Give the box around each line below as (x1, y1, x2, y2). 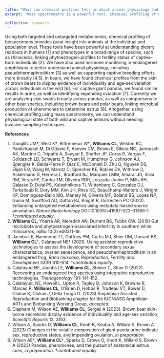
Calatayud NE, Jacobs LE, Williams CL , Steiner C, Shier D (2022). (12, 265, 144, 271)
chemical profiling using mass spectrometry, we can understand (5, 112, 134, 117)
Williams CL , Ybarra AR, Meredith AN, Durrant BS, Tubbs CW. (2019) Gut (12, 218, 159, 224)
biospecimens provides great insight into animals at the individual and (5, 39, 145, 45)
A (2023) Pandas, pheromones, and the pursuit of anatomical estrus (12, 342, 149, 348)
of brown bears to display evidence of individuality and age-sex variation (5, 80, 152, 86)
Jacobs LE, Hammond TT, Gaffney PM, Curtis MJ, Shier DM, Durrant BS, (12, 234, 158, 240)
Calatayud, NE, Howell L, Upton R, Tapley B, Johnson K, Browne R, (12, 281, 146, 286)
